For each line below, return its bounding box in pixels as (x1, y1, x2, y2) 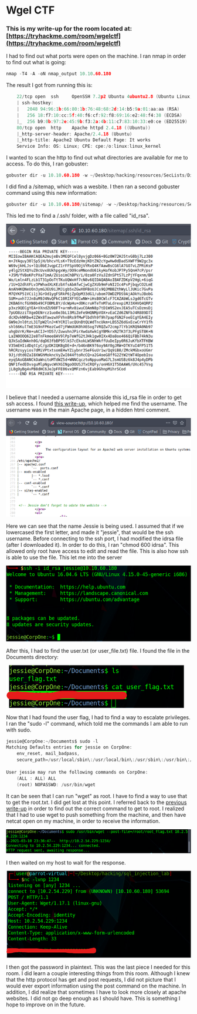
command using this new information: (6, 189, 97, 197)
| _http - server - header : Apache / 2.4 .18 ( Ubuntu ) (16, 131, 133, 137)
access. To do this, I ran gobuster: (6, 160, 89, 168)
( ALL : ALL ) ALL (16, 775, 57, 782)
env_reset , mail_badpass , (16, 751, 80, 757)
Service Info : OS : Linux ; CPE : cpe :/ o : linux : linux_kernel (16, 144, 161, 149)
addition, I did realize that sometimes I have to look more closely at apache (6, 989, 186, 996)
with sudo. (6, 726, 32, 733)
